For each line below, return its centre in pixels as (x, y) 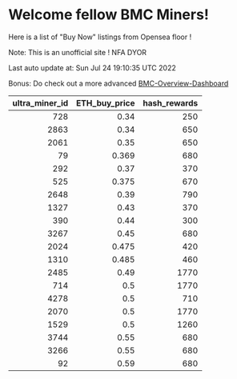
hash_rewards (171, 103)
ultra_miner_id (40, 103)
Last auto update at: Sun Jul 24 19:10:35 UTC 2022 (92, 68)
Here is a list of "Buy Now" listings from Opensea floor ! (100, 37)
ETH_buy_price (105, 103)
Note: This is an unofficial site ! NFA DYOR (77, 52)
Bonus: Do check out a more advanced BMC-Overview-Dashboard (118, 83)
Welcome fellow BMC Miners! (109, 15)
